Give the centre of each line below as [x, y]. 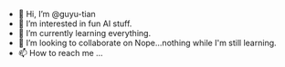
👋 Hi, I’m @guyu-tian [57, 14]
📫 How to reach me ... [60, 53]
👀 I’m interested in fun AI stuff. [75, 24]
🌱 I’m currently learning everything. [84, 33]
